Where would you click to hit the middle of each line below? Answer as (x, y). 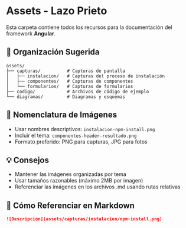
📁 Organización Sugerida (53, 52)
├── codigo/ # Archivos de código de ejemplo (78, 92)
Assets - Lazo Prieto (57, 11)
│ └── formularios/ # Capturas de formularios (70, 86)
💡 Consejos (27, 160)
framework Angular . (31, 33)
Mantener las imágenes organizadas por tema (71, 174)
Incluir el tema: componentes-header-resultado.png (76, 135)
